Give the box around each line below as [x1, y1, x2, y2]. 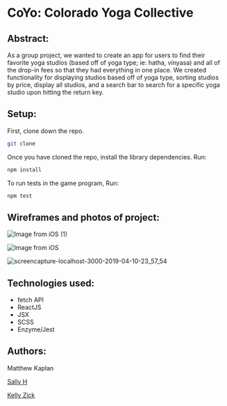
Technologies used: [7, 277, 95, 289]
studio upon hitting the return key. [7, 88, 104, 96]
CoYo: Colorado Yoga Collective [7, 5, 194, 21]
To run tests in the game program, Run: [7, 179, 119, 187]
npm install [7, 166, 42, 173]
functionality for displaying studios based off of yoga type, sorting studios [7, 73, 219, 81]
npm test [7, 192, 33, 199]
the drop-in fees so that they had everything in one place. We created [7, 66, 207, 74]
